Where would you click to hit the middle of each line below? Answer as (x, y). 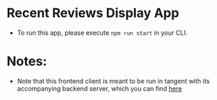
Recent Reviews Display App (93, 13)
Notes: (27, 61)
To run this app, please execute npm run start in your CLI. (102, 33)
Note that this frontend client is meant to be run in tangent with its (113, 81)
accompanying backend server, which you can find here (99, 88)
